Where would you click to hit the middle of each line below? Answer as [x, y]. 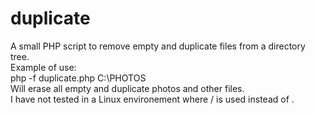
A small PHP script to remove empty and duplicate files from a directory [158, 46]
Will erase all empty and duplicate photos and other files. [127, 88]
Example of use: [43, 67]
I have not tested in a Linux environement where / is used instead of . [152, 99]
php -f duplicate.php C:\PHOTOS [78, 78]
